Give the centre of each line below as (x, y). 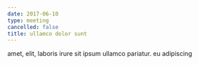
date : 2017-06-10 (33, 14)
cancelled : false (33, 27)
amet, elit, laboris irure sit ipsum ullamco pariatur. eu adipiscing (100, 54)
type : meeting (28, 20)
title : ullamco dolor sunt (47, 34)
